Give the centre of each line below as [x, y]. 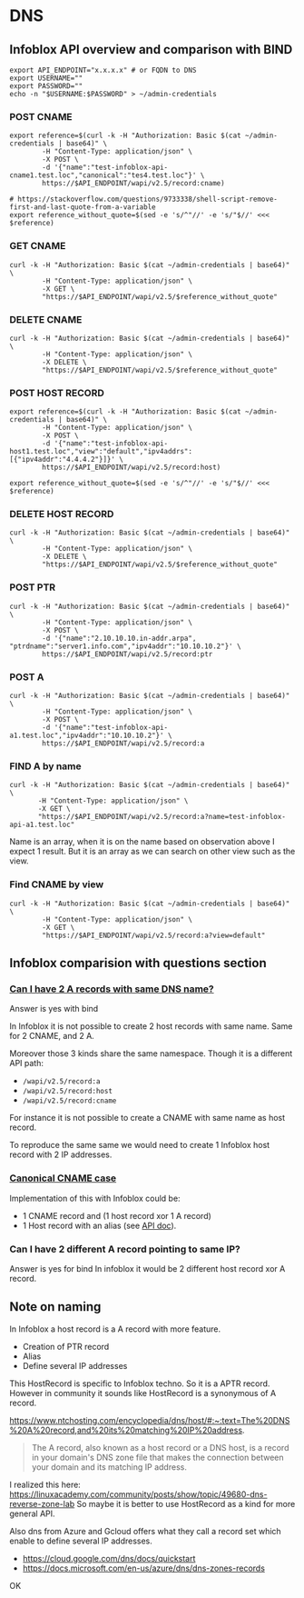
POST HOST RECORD [57, 393]
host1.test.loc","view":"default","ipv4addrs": [101, 452]
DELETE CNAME [46, 319]
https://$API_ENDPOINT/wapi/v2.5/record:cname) [133, 184]
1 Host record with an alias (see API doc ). [99, 1225]
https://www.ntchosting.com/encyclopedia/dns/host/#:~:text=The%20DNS [150, 1420]
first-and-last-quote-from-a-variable [83, 207]
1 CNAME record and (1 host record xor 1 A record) [117, 1215]
